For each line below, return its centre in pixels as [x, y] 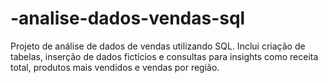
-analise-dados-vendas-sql [128, 18]
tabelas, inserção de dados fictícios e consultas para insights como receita [164, 56]
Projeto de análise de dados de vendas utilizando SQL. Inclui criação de [158, 46]
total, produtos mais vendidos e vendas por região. [115, 67]
